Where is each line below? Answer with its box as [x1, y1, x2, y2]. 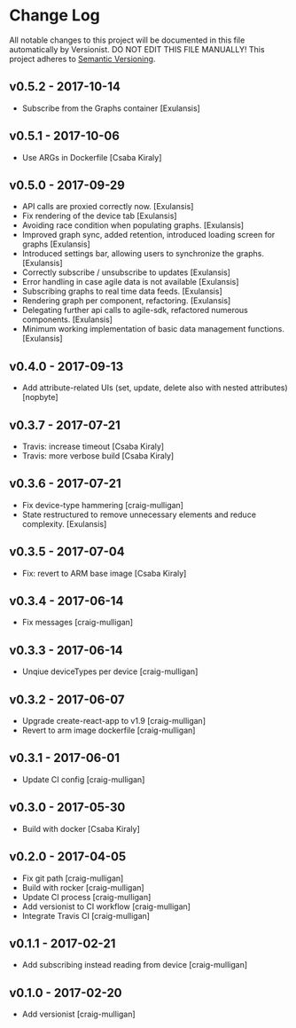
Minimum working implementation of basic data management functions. [21, 324, 285, 334]
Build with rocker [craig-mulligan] [21, 882, 144, 892]
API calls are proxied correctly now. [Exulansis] [21, 201, 194, 212]
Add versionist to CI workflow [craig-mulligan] [21, 901, 191, 912]
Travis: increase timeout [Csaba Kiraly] [21, 441, 165, 451]
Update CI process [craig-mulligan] [21, 891, 152, 902]
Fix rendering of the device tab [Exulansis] [21, 210, 177, 222]
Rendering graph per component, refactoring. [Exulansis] [21, 295, 231, 306]
